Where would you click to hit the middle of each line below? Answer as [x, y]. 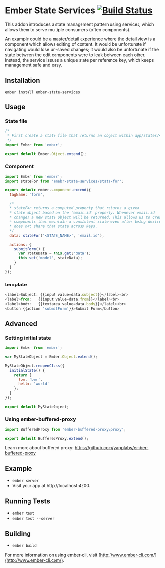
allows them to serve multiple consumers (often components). [68, 29]
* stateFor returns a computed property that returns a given [74, 208]
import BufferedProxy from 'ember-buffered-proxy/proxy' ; [66, 430]
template [16, 284]
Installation [23, 80]
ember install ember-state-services [42, 92]
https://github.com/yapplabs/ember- [111, 447]
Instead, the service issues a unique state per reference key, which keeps [80, 60]
